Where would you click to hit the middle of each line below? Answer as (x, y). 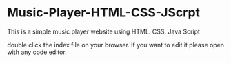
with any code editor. (37, 52)
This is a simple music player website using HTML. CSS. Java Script (103, 32)
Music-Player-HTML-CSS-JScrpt (104, 13)
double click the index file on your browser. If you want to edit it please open (116, 45)
